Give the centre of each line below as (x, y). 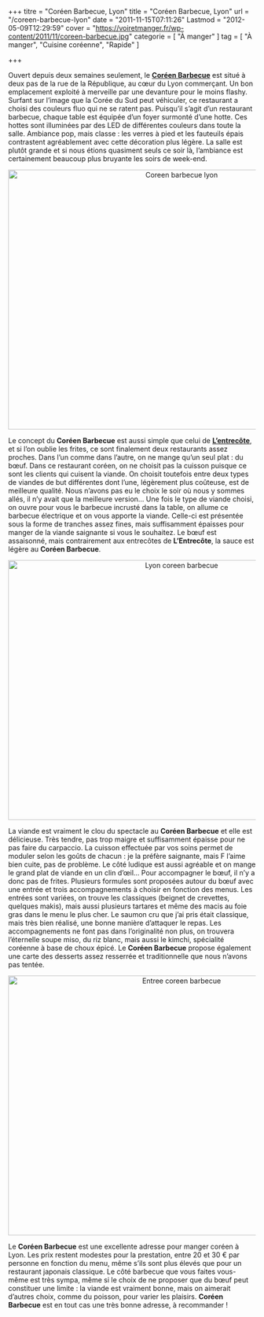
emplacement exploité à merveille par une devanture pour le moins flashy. (128, 92)
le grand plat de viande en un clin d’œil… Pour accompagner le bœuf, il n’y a (132, 873)
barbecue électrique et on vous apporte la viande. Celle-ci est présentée (126, 515)
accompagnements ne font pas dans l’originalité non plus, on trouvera (121, 931)
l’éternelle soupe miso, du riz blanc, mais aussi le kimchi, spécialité (116, 939)
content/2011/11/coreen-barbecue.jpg (69, 36)
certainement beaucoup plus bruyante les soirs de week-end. (108, 159)
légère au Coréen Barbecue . (55, 549)
